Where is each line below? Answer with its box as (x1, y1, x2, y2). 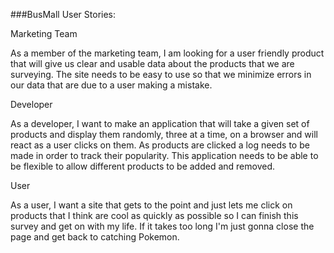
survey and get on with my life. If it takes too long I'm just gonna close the (10, 220, 315, 232)
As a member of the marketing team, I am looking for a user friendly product (10, 47, 325, 59)
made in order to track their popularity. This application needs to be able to (10, 150, 319, 161)
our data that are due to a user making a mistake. (10, 79, 213, 91)
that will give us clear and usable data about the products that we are (10, 58, 295, 69)
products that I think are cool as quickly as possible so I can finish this (10, 210, 299, 221)
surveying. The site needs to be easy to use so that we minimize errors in (10, 69, 312, 80)
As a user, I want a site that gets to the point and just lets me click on (10, 199, 293, 211)
